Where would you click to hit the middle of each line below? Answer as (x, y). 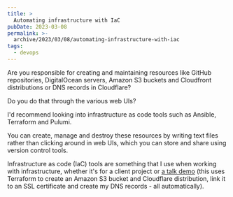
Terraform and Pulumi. (40, 122)
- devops (26, 53)
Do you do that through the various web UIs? (72, 101)
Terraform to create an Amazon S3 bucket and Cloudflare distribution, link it (116, 178)
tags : (15, 46)
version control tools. (38, 150)
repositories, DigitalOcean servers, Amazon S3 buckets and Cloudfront (110, 80)
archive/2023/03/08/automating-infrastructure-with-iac (97, 40)
